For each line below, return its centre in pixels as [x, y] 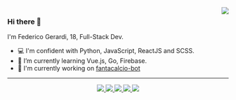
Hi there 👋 [25, 22]
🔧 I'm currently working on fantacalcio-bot [79, 69]
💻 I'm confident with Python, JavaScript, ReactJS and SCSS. [106, 51]
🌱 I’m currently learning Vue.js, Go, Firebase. [82, 61]
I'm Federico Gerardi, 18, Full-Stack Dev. [66, 37]
